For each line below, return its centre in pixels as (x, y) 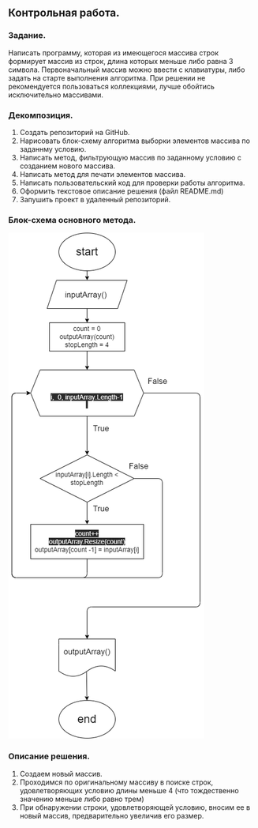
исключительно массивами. (56, 95)
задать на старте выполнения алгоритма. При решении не (107, 77)
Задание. (27, 36)
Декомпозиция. (41, 115)
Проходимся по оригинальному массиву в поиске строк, (116, 782)
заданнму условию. (53, 149)
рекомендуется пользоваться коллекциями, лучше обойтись (112, 86)
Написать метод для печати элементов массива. (103, 174)
